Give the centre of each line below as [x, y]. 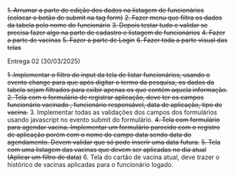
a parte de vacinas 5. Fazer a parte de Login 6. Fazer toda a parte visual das [118, 40]
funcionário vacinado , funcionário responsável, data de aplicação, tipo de [115, 105]
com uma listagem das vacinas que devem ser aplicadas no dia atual [107, 150]
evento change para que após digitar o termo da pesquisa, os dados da [111, 82]
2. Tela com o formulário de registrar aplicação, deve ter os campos [106, 97]
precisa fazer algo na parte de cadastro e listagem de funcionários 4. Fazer [116, 32]
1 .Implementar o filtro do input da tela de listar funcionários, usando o [109, 75]
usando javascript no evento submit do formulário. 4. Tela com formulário [114, 120]
